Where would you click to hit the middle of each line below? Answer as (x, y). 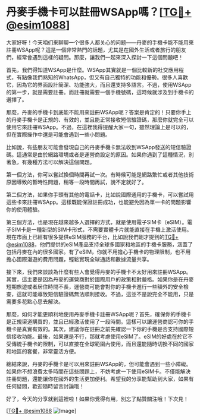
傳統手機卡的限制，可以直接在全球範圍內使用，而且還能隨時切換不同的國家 (102, 344)
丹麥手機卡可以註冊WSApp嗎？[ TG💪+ (99, 12)
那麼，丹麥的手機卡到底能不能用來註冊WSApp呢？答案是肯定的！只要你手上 (99, 112)
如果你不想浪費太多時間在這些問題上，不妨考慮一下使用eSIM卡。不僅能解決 (99, 371)
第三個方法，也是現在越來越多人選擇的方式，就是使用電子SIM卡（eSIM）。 (97, 222)
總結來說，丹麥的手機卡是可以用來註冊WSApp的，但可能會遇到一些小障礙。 (99, 364)
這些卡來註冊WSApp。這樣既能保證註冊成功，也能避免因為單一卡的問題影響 (99, 202)
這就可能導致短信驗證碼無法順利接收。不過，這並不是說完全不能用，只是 (105, 294)
